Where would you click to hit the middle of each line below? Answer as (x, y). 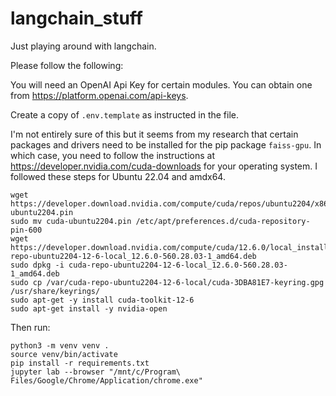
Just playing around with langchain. (83, 46)
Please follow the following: (67, 65)
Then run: (30, 327)
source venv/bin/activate (64, 354)
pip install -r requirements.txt (80, 363)
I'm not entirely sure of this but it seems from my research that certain (154, 134)
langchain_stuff (76, 18)
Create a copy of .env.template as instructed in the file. (124, 114)
